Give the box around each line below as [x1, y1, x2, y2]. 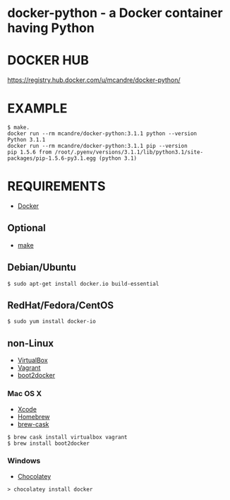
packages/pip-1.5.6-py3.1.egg [7, 155, 97, 162]
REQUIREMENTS [7, 178, 106, 194]
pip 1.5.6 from [7, 149, 52, 156]
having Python [7, 20, 95, 36]
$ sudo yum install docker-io [7, 318, 97, 325]
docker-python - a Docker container [7, 5, 224, 21]
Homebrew [17, 412, 50, 421]
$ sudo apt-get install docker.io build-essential [7, 280, 159, 287]
